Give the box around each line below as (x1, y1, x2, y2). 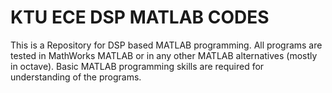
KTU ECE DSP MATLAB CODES (10, 6, 270, 29)
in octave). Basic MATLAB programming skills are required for (10, 60, 265, 72)
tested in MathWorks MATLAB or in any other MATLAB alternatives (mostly (10, 49, 318, 61)
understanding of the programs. (10, 71, 142, 83)
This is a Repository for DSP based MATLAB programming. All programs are (10, 39, 323, 51)
